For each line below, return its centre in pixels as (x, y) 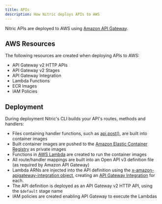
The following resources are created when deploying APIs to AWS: (72, 56)
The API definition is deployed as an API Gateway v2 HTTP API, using (82, 186)
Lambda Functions (31, 81)
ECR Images (25, 86)
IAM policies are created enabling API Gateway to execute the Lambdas (84, 196)
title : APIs (17, 10)
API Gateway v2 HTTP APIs (40, 65)
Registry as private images (39, 149)
